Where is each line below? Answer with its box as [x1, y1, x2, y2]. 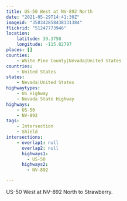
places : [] [6, 47, 33, 53]
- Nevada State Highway [16, 96, 75, 102]
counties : [6, 52, 30, 58]
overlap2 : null [21, 145, 59, 151]
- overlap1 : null [16, 139, 59, 146]
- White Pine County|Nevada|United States [16, 58, 122, 63]
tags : [6, 118, 19, 124]
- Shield [16, 129, 38, 135]
